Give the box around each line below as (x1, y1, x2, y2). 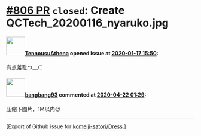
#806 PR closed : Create (6, 4, 125, 17)
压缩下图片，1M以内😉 (6, 105, 61, 112)
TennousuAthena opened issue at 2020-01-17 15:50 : (25, 50, 159, 57)
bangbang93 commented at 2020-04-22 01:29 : (25, 91, 147, 98)
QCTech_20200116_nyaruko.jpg (6, 16, 169, 30)
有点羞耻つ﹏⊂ (6, 64, 43, 71)
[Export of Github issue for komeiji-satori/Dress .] (6, 123, 127, 130)
